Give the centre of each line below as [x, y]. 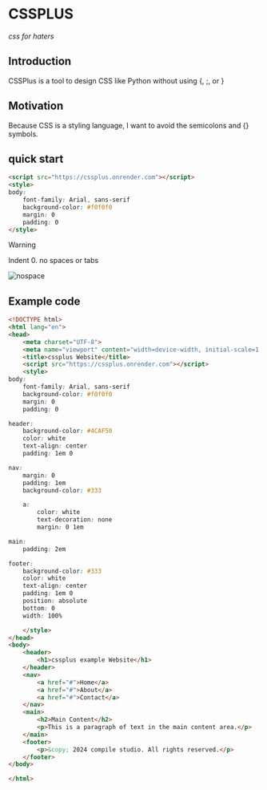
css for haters [31, 36]
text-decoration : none [75, 520]
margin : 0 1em [60, 527]
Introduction [40, 61]
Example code [44, 301]
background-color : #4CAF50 [68, 431]
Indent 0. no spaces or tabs [54, 261]
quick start [36, 158]
